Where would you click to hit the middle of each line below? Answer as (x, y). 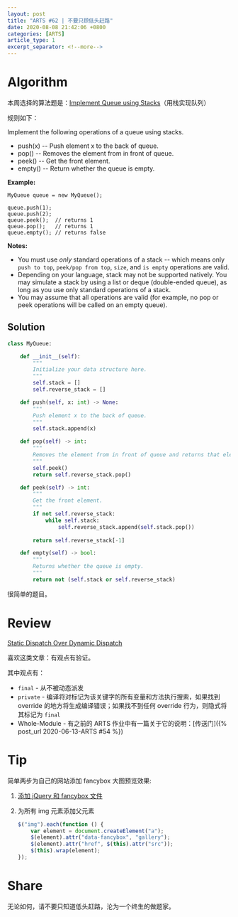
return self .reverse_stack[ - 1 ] (79, 540)
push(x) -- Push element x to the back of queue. (88, 146)
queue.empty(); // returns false (57, 232)
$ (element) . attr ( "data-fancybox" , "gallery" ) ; (101, 837)
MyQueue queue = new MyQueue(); (55, 195)
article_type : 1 (31, 41)
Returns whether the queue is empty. (88, 567)
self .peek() (51, 468)
